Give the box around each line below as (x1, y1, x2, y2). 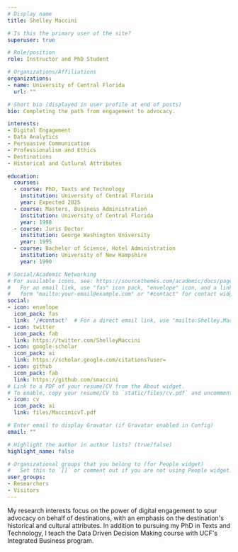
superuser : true (7, 36, 55, 43)
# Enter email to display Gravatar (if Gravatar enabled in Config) (7, 422, 214, 429)
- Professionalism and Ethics (7, 146, 97, 154)
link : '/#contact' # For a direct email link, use (13, 316, 170, 324)
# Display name (7, 10, 52, 18)
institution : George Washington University (20, 231, 151, 239)
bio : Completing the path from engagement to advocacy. (7, 108, 176, 115)
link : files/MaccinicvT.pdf (13, 409, 97, 416)
